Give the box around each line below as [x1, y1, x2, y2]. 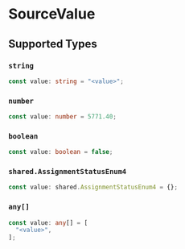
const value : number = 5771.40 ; [8, 113, 117, 121]
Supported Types [8, 37, 98, 51]
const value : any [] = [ [8, 218, 88, 226]
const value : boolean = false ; [8, 148, 113, 156]
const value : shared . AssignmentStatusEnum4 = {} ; [8, 183, 179, 192]
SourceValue [8, 5, 96, 23]
